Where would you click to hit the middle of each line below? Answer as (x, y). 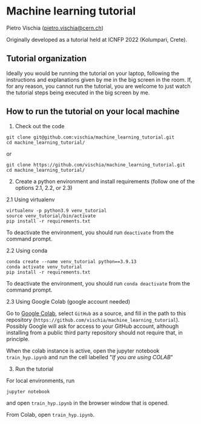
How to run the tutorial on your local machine (93, 112)
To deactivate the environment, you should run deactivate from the (90, 232)
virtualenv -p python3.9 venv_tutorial (57, 210)
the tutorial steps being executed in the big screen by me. (78, 93)
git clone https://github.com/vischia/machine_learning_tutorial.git (96, 165)
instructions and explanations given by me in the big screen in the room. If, (99, 79)
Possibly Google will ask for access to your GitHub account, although (93, 326)
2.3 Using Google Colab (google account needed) (68, 301)
